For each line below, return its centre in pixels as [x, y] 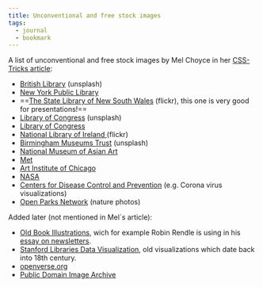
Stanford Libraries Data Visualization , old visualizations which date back [137, 250]
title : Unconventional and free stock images [84, 15]
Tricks [19, 69]
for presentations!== [53, 109]
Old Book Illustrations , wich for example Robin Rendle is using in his [130, 233]
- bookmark [33, 38]
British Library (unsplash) [61, 84]
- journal [31, 30]
